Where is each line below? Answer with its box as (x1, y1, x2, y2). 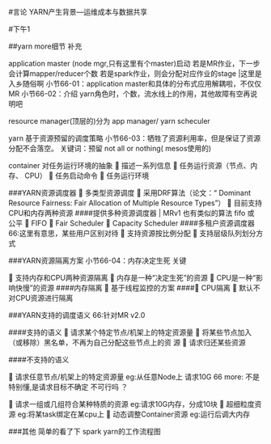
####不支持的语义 (8, 355, 70, 364)
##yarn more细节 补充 (8, 41, 83, 51)
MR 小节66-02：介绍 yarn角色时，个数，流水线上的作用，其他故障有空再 (8, 89, 251, 99)
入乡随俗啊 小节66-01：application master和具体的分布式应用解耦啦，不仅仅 (8, 79, 262, 88)
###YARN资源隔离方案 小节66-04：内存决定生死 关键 (8, 256, 187, 265)
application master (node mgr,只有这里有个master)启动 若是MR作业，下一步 (8, 59, 260, 68)
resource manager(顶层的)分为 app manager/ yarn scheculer (8, 116, 210, 125)
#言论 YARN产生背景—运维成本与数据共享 (8, 7, 148, 16)
